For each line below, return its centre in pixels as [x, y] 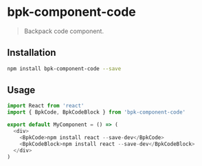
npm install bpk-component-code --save [64, 69]
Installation [32, 53]
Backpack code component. [64, 31]
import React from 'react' [46, 106]
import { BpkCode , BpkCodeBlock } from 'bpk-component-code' [97, 112]
